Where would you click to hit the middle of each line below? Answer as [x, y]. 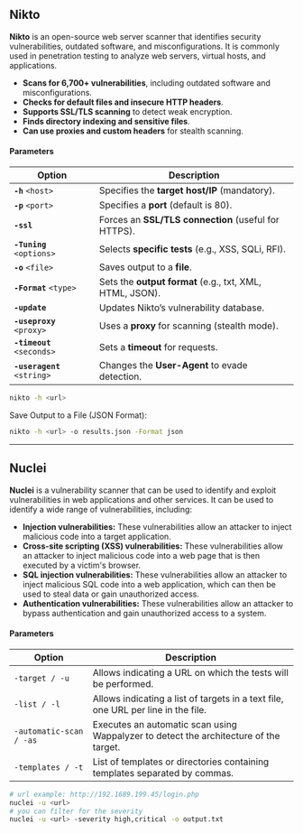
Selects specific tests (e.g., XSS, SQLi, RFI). [193, 249]
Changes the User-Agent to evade [173, 366]
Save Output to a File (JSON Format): [78, 415]
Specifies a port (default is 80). [165, 205]
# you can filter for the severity [76, 811]
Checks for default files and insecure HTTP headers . [123, 102]
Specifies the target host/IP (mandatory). [187, 190]
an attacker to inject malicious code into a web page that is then [141, 555]
